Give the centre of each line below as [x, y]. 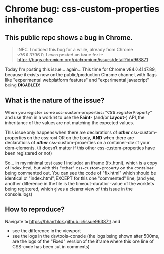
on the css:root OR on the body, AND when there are [80, 137]
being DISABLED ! [23, 85]
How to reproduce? [35, 210]
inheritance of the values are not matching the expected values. [69, 123]
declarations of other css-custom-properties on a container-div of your [77, 142]
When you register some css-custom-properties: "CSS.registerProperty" [79, 112]
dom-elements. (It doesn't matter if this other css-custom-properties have [80, 148]
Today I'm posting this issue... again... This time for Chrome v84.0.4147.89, [81, 69]
